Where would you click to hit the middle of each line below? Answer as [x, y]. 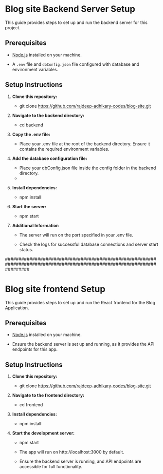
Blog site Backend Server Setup [70, 9]
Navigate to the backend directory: [48, 115]
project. [13, 27]
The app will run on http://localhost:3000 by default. [72, 452]
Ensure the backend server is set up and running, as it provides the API [83, 344]
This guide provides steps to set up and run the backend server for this [76, 22]
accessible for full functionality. [51, 467]
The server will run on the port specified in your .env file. [76, 235]
